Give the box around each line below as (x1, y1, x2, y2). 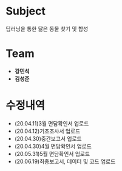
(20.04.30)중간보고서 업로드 (14, 135, 83, 142)
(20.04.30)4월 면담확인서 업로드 (14, 142, 92, 150)
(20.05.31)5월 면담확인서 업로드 (14, 150, 90, 157)
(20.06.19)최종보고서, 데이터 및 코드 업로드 (14, 158, 116, 165)
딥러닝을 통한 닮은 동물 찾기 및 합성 (5, 25, 89, 32)
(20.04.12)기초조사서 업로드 (14, 127, 81, 135)
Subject (5, 4, 46, 18)
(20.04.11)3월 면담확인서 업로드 (14, 119, 89, 127)
